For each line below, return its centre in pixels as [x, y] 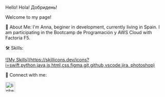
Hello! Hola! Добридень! [31, 7]
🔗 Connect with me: [26, 75]
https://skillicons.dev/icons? [60, 60]
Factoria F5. [18, 38]
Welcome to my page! [28, 17]
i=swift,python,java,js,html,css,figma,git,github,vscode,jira [67, 65]
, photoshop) [141, 65]
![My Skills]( [18, 60]
